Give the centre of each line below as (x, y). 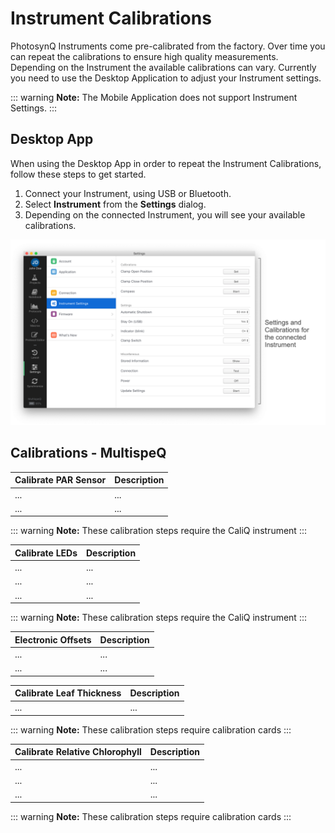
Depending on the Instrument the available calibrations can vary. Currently (163, 67)
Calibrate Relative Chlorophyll (78, 752)
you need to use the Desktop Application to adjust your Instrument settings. (166, 78)
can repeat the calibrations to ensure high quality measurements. (144, 56)
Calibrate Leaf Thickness (68, 693)
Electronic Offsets (53, 639)
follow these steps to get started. (78, 174)
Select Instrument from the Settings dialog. (115, 204)
